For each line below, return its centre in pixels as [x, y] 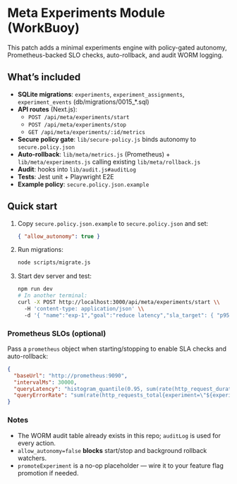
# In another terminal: [53, 296]
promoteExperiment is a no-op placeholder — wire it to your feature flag [120, 465]
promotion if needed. [48, 473]
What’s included [44, 77]
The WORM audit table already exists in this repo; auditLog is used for [119, 435]
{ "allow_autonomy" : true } [59, 236]
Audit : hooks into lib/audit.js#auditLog [77, 169]
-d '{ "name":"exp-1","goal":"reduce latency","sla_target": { [119, 315]
